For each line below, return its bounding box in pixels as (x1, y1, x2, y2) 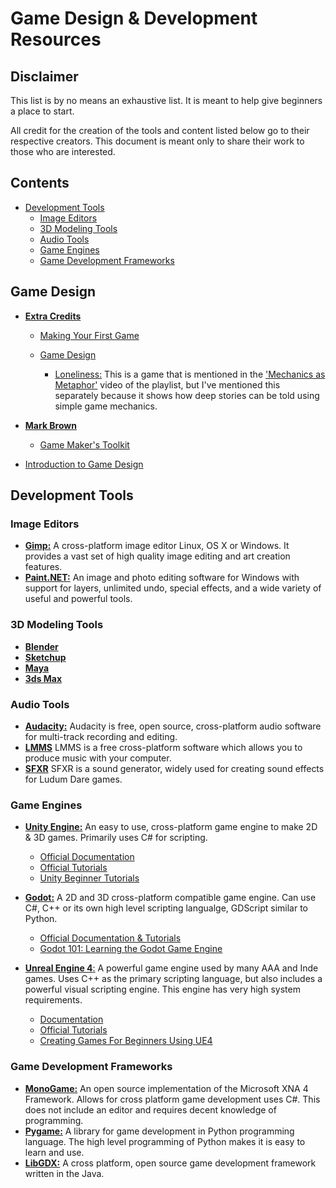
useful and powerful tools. (24, 593, 133, 605)
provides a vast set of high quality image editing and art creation (24, 550, 291, 562)
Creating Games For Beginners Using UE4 (39, 1035, 213, 1047)
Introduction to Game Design (24, 458, 144, 470)
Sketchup (24, 651, 67, 663)
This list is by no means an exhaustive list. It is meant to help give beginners (10, 95, 323, 106)
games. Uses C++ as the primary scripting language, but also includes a (24, 973, 323, 985)
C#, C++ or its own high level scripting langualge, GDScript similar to (24, 902, 308, 914)
